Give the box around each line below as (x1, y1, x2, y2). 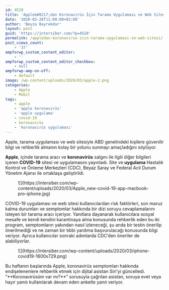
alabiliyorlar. (5, 238, 31, 244)
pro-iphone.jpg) (18, 190, 51, 197)
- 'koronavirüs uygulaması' (14, 125, 73, 130)
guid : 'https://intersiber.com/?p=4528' (5, 31, 92, 36)
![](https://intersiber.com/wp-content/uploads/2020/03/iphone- (18, 248, 150, 254)
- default (14, 73, 35, 78)
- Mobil (14, 92, 30, 97)
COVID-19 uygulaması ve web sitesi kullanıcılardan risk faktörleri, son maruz (5, 200, 163, 206)
